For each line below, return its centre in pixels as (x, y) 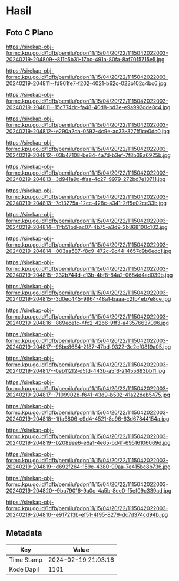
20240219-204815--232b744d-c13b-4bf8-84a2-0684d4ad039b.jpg (89, 275)
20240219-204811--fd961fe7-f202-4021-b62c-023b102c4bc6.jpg (86, 83)
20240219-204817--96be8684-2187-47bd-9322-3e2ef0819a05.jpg (89, 347)
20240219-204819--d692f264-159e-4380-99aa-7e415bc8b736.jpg (88, 467)
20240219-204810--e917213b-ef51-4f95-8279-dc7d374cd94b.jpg (87, 515)
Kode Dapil (24, 569)
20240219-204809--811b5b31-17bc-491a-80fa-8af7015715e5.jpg (85, 59)
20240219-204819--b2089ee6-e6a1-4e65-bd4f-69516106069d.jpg (88, 443)
